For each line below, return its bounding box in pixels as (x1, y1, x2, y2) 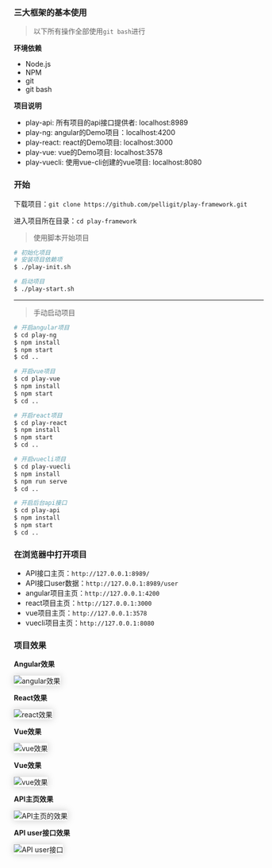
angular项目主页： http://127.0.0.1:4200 (25, 588, 160, 598)
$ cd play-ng (13, 331, 57, 339)
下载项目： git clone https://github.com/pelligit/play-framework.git (13, 199, 247, 208)
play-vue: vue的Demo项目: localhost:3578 (25, 148, 163, 157)
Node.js (25, 60, 52, 69)
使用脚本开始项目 (33, 233, 90, 242)
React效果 (13, 693, 48, 703)
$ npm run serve (13, 477, 67, 485)
